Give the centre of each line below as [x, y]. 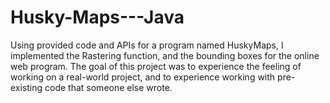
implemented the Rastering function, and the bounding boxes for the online [165, 55]
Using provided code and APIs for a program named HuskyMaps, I [147, 45]
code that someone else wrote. [108, 87]
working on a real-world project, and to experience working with [143, 77]
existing [26, 87]
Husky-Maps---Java [97, 17]
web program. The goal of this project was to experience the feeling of [156, 66]
